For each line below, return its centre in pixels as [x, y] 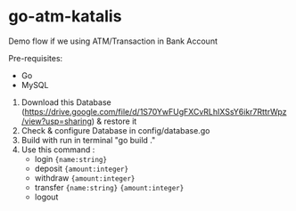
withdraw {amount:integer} [85, 178]
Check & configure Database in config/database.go [115, 130]
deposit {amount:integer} [82, 168]
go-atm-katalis [65, 16]
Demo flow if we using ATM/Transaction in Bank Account [113, 41]
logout [46, 197]
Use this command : [58, 150]
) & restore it [114, 121]
